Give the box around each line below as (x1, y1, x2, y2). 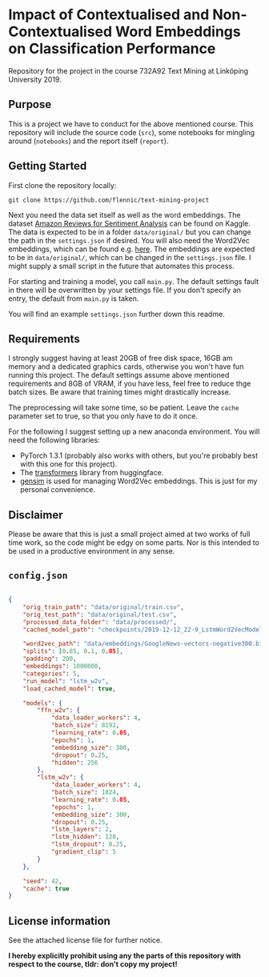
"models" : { (22, 699, 62, 707)
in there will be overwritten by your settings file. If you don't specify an (8, 285, 242, 294)
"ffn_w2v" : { (37, 707, 81, 715)
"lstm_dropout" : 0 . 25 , (50, 840, 127, 849)
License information (8, 914, 110, 927)
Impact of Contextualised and (8, 6, 210, 24)
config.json (8, 570, 68, 581)
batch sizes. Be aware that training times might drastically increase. (8, 387, 231, 397)
